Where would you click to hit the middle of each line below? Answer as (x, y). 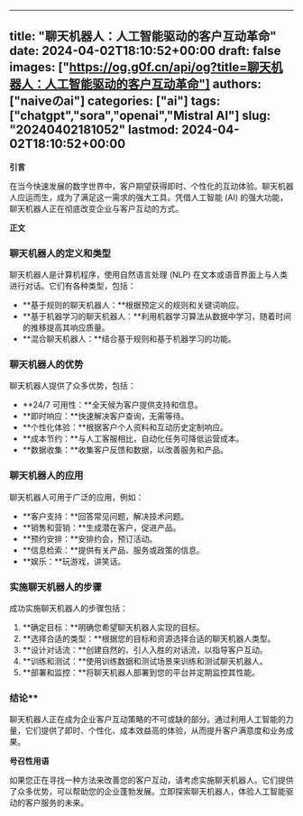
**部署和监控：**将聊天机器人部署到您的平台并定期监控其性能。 (141, 672)
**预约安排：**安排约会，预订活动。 (90, 538)
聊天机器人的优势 (46, 364)
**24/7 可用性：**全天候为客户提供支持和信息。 (112, 405)
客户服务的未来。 (56, 802)
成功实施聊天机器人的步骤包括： (69, 608)
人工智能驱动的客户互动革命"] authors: (153, 84)
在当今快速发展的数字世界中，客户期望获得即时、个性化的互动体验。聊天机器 (151, 186)
